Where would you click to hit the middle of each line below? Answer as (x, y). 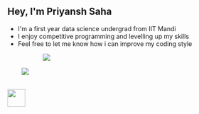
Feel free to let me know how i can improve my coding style (105, 44)
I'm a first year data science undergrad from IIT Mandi (97, 28)
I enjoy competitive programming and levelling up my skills (103, 36)
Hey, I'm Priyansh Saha (60, 12)
